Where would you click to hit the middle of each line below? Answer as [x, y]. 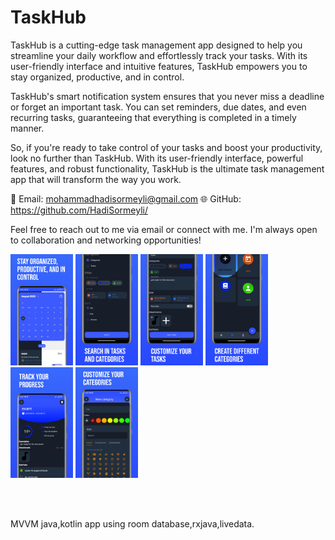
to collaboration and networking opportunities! [106, 240]
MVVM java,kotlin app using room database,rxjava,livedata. [132, 524]
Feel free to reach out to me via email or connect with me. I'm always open [164, 229]
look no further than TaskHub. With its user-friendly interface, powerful [157, 158]
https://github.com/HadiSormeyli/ [79, 210]
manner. [27, 128]
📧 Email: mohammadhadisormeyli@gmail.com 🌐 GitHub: [126, 198]
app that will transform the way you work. [96, 179]
